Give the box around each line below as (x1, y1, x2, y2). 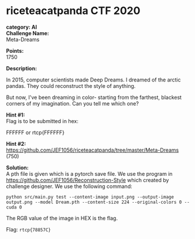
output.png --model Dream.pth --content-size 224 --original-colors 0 (6, 199, 182, 205)
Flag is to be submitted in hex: (6, 117, 79, 124)
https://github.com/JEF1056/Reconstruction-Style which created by (6, 176, 169, 183)
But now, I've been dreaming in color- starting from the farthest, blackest (6, 94, 182, 101)
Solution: (6, 164, 29, 171)
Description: (6, 64, 37, 71)
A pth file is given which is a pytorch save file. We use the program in (6, 170, 173, 177)
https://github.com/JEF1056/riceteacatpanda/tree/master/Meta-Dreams (6, 146, 179, 153)
